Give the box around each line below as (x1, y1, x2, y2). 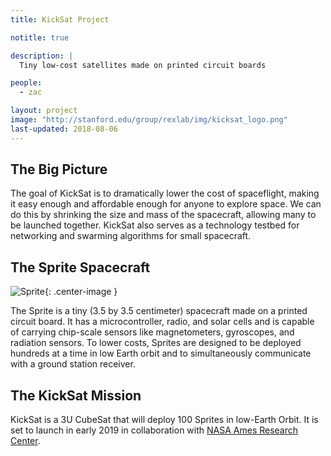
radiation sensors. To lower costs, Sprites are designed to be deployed (10, 337, 302, 349)
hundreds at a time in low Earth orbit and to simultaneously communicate (10, 347, 312, 360)
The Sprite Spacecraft (10, 259, 151, 276)
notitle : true (10, 32, 70, 43)
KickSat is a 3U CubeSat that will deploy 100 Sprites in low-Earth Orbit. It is (10, 414, 319, 426)
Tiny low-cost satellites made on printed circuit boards (19, 60, 267, 70)
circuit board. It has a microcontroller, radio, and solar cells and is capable (10, 316, 315, 328)
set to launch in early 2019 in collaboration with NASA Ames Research (10, 424, 299, 436)
